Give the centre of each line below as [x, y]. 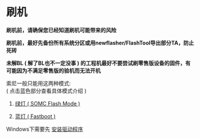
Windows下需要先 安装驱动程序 [45, 129]
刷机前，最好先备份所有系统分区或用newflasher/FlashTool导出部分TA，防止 [100, 43]
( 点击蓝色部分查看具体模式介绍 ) [46, 91]
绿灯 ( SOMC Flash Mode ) [48, 103]
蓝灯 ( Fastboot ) [35, 116]
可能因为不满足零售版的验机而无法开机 [53, 70]
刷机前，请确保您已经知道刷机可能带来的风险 [61, 30]
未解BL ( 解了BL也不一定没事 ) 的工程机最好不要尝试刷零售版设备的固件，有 [99, 63]
